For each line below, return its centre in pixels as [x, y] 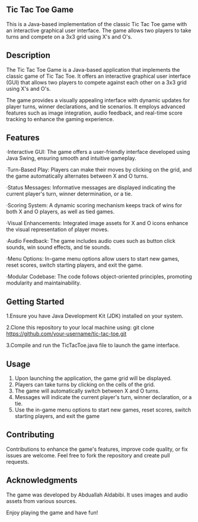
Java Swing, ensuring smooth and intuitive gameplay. [71, 158]
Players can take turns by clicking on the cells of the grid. [85, 385]
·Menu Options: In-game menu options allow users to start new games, [93, 259]
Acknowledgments [42, 480]
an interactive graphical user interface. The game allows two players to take [99, 30]
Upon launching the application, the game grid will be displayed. [93, 378]
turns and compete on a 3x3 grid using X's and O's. [69, 37]
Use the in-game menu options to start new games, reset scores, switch [103, 410]
